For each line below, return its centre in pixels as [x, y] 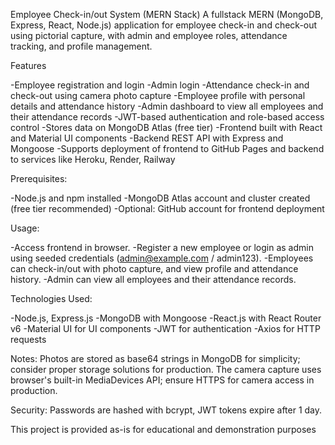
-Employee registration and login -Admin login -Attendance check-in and [160, 85]
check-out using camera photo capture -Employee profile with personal [158, 95]
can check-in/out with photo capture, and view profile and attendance [154, 268]
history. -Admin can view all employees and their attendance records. [153, 279]
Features [28, 65]
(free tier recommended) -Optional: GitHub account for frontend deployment [167, 208]
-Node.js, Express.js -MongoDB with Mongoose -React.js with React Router [166, 318]
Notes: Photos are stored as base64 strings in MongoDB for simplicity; [155, 358]
